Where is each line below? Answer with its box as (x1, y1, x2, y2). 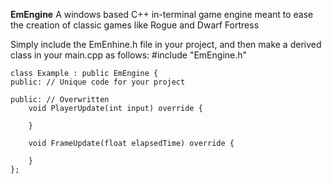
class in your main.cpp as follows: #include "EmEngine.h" (10, 49, 248, 61)
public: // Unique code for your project (10, 77, 186, 87)
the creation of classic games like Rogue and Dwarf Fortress (10, 19, 260, 31)
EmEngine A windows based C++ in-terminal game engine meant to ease (10, 9, 314, 20)
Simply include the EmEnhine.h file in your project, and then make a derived (10, 39, 322, 50)
